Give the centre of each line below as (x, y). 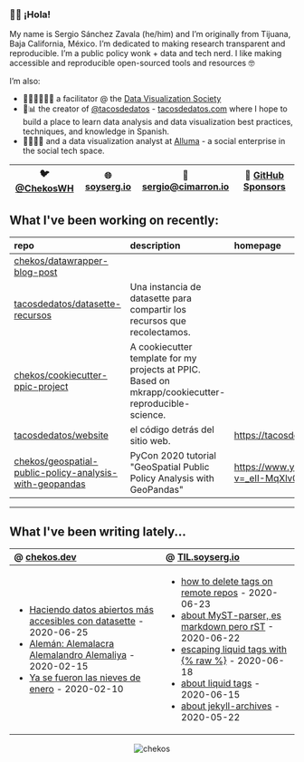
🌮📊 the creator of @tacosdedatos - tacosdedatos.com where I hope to (155, 109)
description (155, 246)
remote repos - (214, 593)
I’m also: (25, 82)
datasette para (161, 298)
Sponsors (265, 187)
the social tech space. (64, 151)
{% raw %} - (208, 661)
